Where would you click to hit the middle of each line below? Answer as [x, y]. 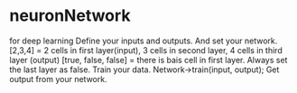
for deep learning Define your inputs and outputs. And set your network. [144, 41]
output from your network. [58, 79]
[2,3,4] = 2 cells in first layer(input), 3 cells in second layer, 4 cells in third [146, 50]
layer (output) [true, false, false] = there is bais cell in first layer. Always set [148, 60]
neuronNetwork [70, 16]
